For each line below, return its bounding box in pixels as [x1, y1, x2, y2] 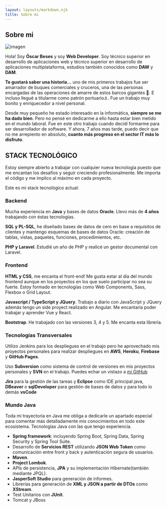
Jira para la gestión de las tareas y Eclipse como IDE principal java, [5, 378, 144, 384]
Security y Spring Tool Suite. [12, 438, 71, 444]
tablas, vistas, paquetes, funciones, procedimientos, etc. [5, 234, 122, 240]
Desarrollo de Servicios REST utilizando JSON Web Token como [12, 444, 146, 450]
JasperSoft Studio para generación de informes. [12, 476, 113, 482]
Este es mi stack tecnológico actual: [5, 185, 79, 191]
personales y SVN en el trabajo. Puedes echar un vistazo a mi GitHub [5, 369, 148, 375]
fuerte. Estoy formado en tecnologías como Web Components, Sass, [5, 284, 146, 290]
